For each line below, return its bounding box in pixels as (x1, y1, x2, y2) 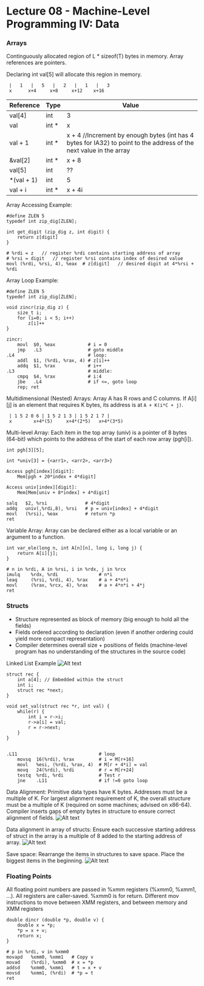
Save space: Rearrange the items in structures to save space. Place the (6, 850, 185, 857)
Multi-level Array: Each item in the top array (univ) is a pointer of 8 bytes (6, 429, 187, 437)
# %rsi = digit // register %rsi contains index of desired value (6, 256, 183, 262)
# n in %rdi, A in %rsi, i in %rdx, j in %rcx (6, 566, 126, 573)
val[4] (9, 111, 27, 120)
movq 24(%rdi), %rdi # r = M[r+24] (17, 767, 135, 773)
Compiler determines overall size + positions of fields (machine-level (15, 641, 188, 648)
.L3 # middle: (6, 369, 113, 375)
